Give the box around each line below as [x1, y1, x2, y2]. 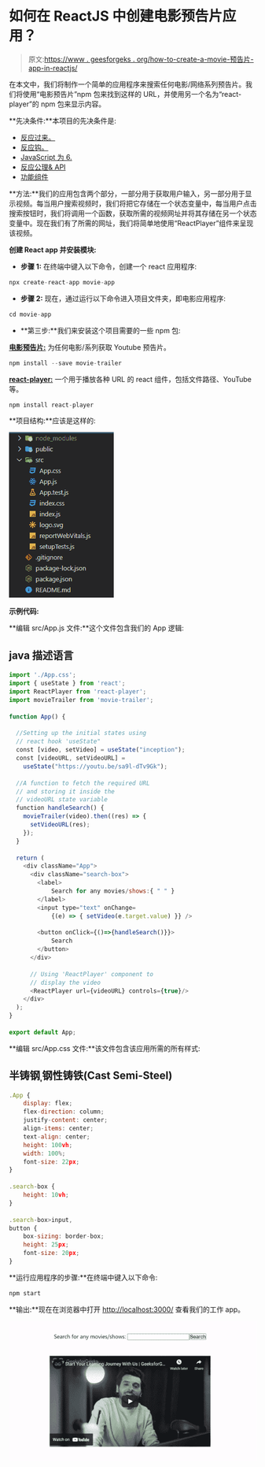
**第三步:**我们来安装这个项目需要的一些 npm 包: [20, 325, 181, 335]
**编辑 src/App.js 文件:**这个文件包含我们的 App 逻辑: [9, 623, 184, 633]
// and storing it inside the [16, 787, 115, 796]
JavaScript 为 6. [20, 152, 73, 162]
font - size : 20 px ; [23, 1250, 80, 1257]
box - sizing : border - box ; [23, 1232, 105, 1241]
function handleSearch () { [16, 804, 105, 812]
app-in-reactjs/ [28, 63, 78, 72]
